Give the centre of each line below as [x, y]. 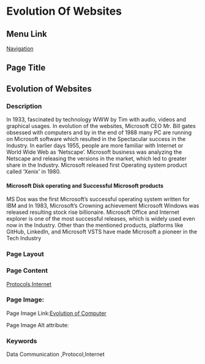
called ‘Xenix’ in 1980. [34, 172]
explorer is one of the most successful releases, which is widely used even [101, 219]
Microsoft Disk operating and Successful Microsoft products [85, 186]
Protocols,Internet [29, 284]
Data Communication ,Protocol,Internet [56, 354]
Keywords [22, 341]
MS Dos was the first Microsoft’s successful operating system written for [98, 199]
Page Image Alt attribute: [38, 325]
